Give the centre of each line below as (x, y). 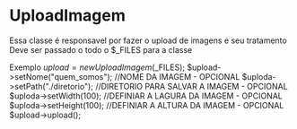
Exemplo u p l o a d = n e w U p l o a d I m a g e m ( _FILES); (97, 67)
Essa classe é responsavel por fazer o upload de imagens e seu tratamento (148, 40)
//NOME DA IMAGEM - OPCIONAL (177, 76)
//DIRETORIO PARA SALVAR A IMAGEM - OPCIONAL (192, 86)
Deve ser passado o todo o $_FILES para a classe (101, 49)
